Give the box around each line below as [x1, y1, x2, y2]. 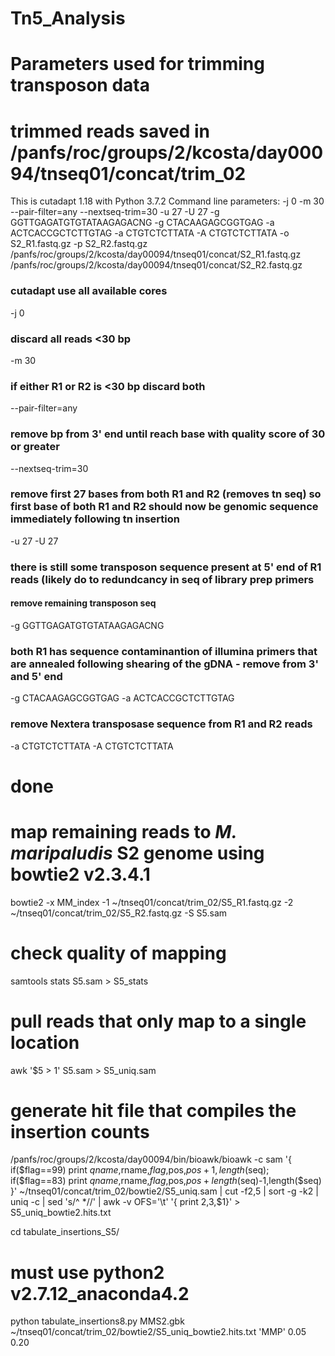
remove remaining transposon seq [10, 597, 157, 609]
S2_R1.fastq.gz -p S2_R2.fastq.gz [10, 238, 148, 250]
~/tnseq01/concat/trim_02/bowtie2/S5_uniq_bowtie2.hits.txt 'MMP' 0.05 [10, 1326, 307, 1338]
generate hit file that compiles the [10, 1099, 297, 1122]
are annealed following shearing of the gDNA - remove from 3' [10, 657, 319, 671]
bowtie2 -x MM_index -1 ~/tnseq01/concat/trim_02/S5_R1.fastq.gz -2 [10, 896, 294, 908]
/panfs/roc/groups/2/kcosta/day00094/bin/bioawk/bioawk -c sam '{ [10, 1153, 292, 1166]
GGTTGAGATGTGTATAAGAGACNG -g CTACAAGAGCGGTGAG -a [10, 217, 275, 229]
